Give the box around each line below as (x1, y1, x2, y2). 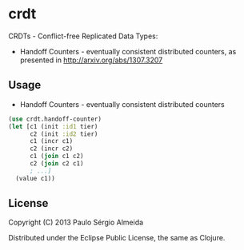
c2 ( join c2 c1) (29, 160, 84, 168)
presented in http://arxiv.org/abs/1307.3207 (19, 55, 163, 65)
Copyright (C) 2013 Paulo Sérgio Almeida (8, 217, 144, 228)
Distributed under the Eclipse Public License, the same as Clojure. (8, 233, 226, 243)
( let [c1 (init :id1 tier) (8, 122, 98, 130)
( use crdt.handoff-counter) (8, 115, 102, 123)
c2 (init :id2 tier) (29, 129, 98, 138)
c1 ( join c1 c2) (29, 153, 84, 161)
